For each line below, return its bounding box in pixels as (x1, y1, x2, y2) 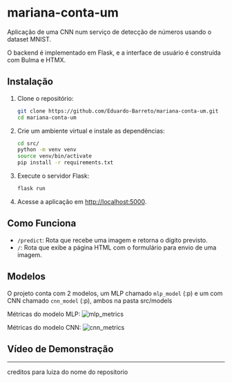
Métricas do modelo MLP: (7, 310, 81, 318)
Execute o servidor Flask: (17, 171, 90, 180)
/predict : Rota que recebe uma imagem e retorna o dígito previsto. (17, 236, 209, 244)
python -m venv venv (17, 147, 77, 153)
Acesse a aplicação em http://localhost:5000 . (17, 197, 147, 205)
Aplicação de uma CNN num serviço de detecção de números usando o (7, 28, 212, 36)
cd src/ (17, 140, 39, 147)
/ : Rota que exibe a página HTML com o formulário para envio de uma (17, 243, 217, 252)
